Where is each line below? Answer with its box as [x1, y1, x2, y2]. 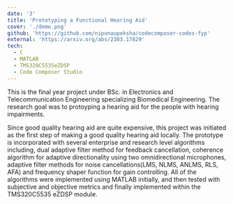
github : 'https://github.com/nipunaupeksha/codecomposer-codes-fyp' [7, 29, 211, 37]
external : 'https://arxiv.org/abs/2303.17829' [7, 36, 145, 43]
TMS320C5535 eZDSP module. [7, 189, 98, 198]
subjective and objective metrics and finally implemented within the [7, 182, 201, 191]
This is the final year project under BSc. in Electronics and [7, 88, 174, 96]
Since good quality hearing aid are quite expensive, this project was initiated [7, 123, 227, 132]
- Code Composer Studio [13, 68, 82, 75]
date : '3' [7, 10, 36, 17]
